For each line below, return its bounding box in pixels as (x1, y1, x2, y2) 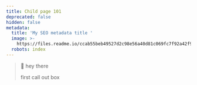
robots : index (11, 47, 46, 52)
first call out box (20, 73, 60, 80)
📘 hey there (20, 62, 49, 69)
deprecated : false (6, 14, 51, 20)
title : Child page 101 (6, 8, 62, 15)
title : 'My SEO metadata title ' (11, 30, 93, 36)
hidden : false (6, 19, 41, 25)
